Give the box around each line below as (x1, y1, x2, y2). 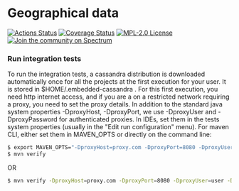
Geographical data (7, 5, 119, 21)
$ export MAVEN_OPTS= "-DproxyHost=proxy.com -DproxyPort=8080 (7, 144, 196, 151)
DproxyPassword (7, 115, 58, 124)
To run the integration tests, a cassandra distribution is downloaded (7, 70, 206, 79)
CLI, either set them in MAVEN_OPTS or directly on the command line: (7, 130, 212, 139)
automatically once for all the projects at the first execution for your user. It (7, 77, 226, 86)
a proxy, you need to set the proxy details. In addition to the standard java (7, 100, 223, 109)
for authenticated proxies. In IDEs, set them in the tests (59, 115, 220, 124)
